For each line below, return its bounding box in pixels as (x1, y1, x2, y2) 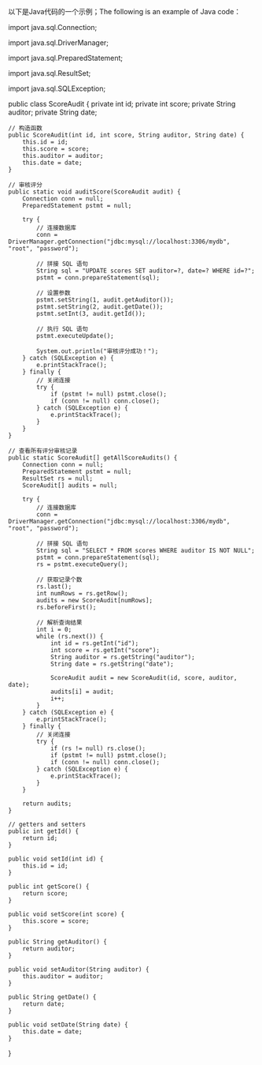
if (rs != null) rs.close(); (50, 744, 146, 752)
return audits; (22, 800, 72, 808)
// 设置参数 (36, 289, 71, 297)
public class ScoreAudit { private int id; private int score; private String (8, 99, 236, 108)
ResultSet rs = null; (22, 474, 93, 482)
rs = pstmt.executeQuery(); (36, 561, 128, 568)
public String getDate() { (8, 993, 97, 1001)
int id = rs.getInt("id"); (50, 639, 139, 647)
